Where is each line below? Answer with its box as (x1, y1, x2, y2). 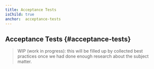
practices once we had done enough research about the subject (17, 53, 149, 60)
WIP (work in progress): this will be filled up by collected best (17, 48, 143, 54)
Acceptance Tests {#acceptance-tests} (5, 35, 131, 43)
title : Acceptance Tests (5, 7, 57, 12)
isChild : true (5, 12, 35, 17)
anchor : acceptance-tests (5, 16, 61, 21)
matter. (17, 59, 32, 65)
